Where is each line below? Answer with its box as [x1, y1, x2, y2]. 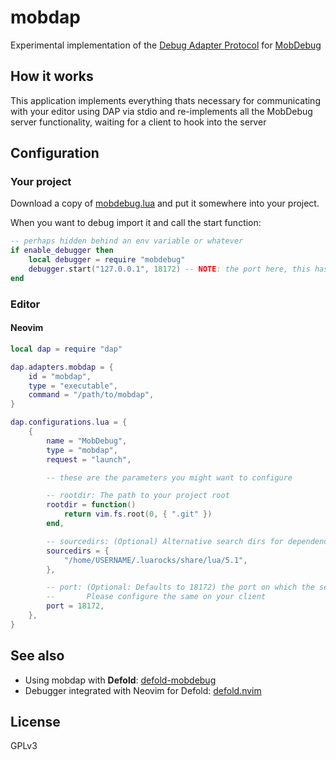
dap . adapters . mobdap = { [10, 362, 114, 372]
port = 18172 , [46, 601, 105, 611]
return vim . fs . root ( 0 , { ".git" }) [63, 509, 213, 520]
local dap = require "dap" [10, 344, 123, 354]
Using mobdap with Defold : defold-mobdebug [24, 674, 217, 686]
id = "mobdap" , [28, 371, 92, 381]
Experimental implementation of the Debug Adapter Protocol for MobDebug [10, 39, 322, 51]
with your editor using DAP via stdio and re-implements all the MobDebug [10, 105, 313, 117]
